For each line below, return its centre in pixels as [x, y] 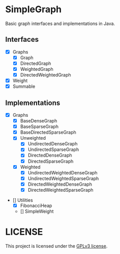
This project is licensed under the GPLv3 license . [56, 246]
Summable [24, 86]
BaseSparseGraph [39, 126]
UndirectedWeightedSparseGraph [63, 178]
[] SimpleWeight [37, 211]
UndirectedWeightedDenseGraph [63, 172]
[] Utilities [23, 200]
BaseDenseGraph [39, 121]
